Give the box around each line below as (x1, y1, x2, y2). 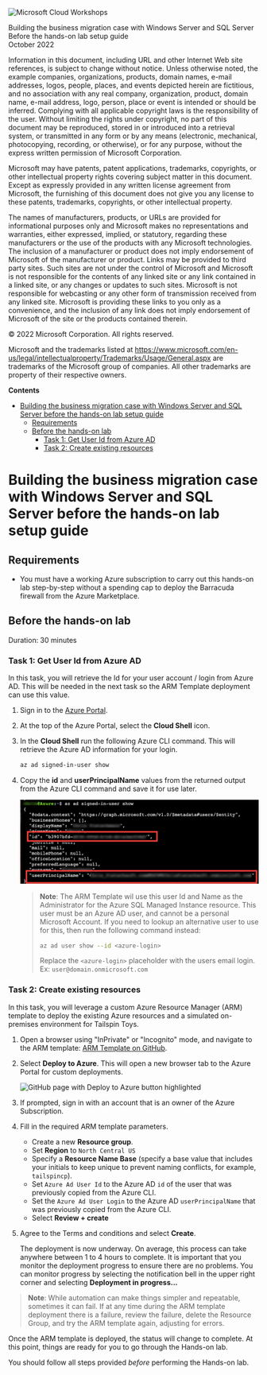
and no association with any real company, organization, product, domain (8, 89, 249, 99)
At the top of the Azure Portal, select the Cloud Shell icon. (19, 721, 211, 730)
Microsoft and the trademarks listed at (8, 345, 133, 354)
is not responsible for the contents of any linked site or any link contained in (8, 272, 257, 281)
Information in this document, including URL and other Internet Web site (8, 56, 243, 64)
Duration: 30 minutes (8, 635, 77, 645)
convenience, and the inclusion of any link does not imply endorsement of (8, 306, 250, 315)
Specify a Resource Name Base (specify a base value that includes (31, 1153, 253, 1164)
